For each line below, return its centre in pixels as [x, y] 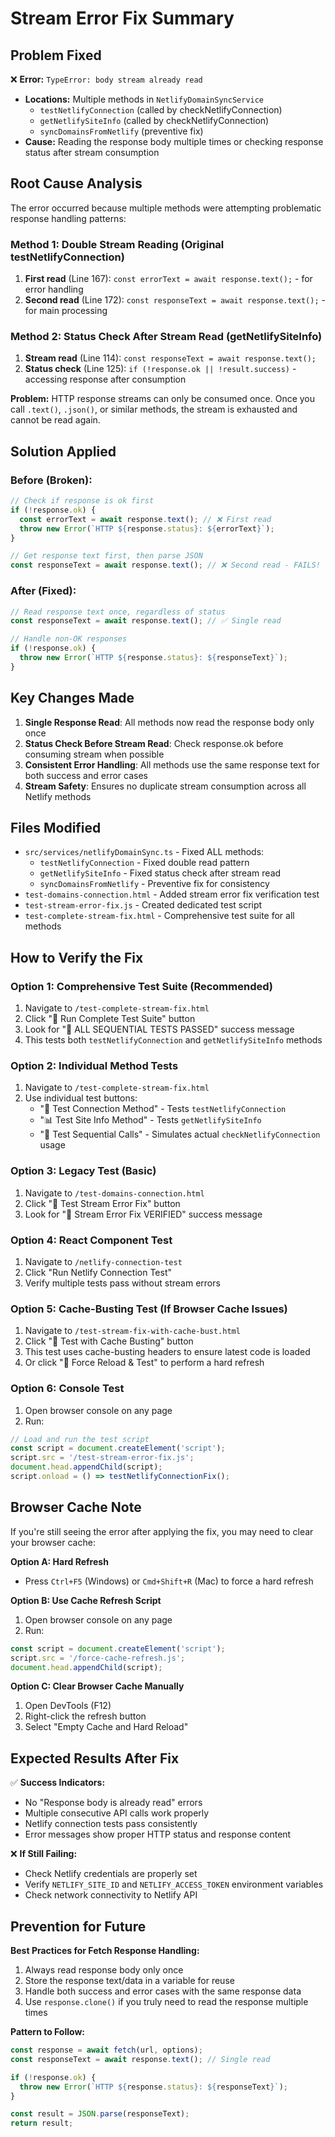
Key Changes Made [72, 698]
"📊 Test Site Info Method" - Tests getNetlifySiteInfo [150, 1120]
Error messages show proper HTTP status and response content [158, 1834]
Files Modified [56, 827]
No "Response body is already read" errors [113, 1803]
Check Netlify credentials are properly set [111, 1874]
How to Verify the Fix [77, 957]
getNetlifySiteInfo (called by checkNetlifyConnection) [154, 120]
